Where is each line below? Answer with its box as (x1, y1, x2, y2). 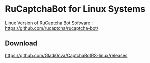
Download (5, 39, 37, 48)
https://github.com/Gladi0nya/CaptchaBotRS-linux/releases (5, 52, 128, 58)
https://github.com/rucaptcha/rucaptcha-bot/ (5, 25, 99, 31)
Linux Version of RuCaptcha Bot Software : (5, 20, 93, 26)
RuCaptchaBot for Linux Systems (5, 3, 146, 15)
